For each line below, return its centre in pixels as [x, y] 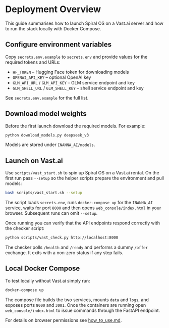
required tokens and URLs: [33, 62]
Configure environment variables [59, 45]
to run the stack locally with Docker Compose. [53, 28]
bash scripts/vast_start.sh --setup [44, 193]
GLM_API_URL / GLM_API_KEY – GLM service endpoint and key [74, 82]
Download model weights [46, 114]
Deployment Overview [53, 9]
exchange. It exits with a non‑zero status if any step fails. [64, 253]
